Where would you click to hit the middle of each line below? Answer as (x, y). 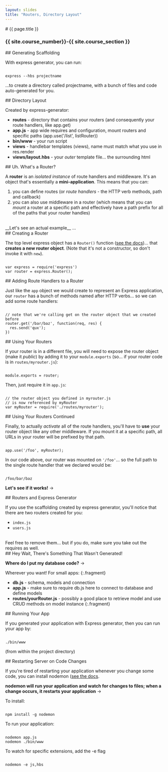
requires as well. (22, 548)
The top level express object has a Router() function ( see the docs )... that (81, 243)
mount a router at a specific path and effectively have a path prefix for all (88, 207)
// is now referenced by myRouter (41, 403)
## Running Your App (27, 613)
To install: (15, 701)
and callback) (27, 197)
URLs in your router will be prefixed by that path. (55, 437)
